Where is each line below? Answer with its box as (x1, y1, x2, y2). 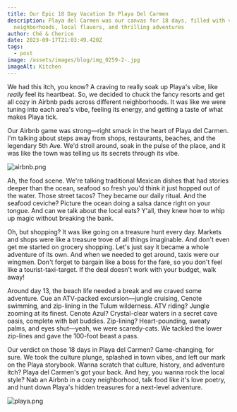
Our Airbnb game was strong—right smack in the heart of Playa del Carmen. (7, 126, 229, 135)
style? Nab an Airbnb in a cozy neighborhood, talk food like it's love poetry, (7, 375, 226, 384)
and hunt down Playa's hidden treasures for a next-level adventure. (7, 383, 203, 391)
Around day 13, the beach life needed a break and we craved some (7, 286, 202, 294)
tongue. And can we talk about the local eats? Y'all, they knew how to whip (7, 206, 225, 214)
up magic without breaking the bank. (7, 214, 114, 222)
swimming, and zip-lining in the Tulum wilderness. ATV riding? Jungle (7, 302, 209, 310)
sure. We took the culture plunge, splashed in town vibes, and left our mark (7, 353, 226, 361)
